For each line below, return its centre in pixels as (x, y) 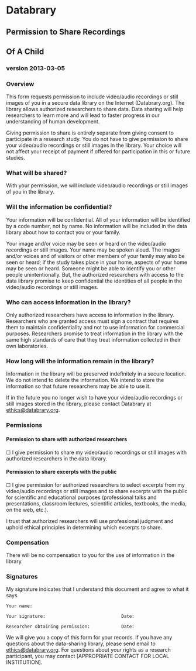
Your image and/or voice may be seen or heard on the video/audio (86, 243)
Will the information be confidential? (59, 207)
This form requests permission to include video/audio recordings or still (92, 97)
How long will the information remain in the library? (80, 361)
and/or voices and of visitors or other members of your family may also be (96, 256)
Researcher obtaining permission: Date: (70, 627)
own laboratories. (27, 346)
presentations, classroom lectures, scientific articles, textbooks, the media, (97, 503)
